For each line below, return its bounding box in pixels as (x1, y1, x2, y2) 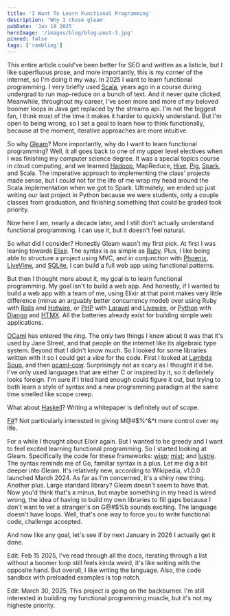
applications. (7, 319, 43, 326)
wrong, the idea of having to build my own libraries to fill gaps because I (7, 496, 211, 503)
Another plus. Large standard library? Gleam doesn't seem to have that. (7, 481, 209, 489)
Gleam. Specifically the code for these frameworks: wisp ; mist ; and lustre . (7, 452, 216, 460)
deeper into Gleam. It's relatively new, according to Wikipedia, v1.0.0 (7, 466, 200, 475)
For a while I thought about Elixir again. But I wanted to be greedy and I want (7, 437, 223, 445)
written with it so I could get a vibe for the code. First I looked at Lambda (7, 354, 212, 361)
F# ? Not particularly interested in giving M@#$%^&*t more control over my (7, 417, 219, 424)
